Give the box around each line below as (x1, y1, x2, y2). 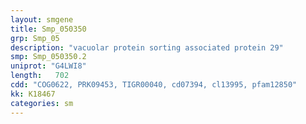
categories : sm (10, 98, 74, 108)
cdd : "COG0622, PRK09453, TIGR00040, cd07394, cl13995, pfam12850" (10, 80, 298, 90)
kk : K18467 (10, 89, 56, 99)
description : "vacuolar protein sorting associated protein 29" (10, 42, 284, 53)
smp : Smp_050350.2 (10, 52, 87, 62)
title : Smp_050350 (10, 24, 87, 34)
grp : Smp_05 (10, 33, 60, 43)
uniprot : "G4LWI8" (10, 61, 87, 71)
